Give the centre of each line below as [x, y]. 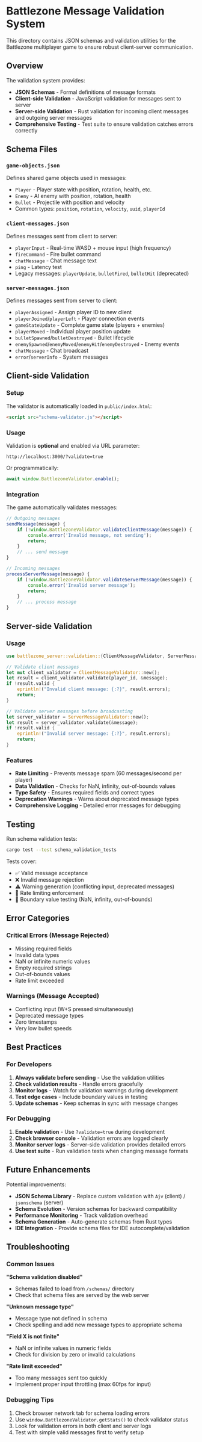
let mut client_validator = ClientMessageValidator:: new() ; [83, 672]
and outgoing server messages [53, 117]
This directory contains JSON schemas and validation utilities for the [91, 40]
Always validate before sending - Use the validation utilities [90, 1077]
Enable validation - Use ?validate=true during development [90, 1131]
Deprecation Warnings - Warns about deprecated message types [97, 799]
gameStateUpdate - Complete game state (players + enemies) [90, 325]
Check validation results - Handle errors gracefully [79, 1084]
